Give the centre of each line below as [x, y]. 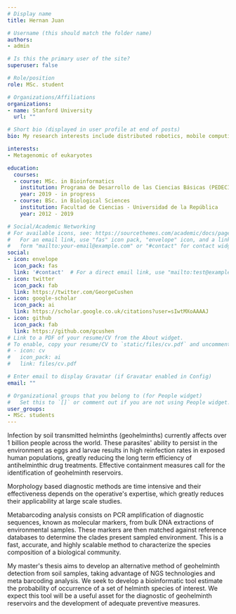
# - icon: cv [26, 351]
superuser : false [33, 65]
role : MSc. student [36, 84]
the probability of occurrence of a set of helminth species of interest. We [112, 589]
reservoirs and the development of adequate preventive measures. [104, 603]
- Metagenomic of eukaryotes [50, 155]
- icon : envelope [33, 260]
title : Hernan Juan [36, 20]
